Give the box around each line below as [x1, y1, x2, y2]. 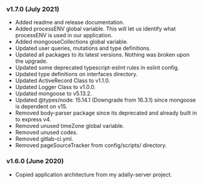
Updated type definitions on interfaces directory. [15, 71, 138, 78]
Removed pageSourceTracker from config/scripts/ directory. [15, 142, 167, 149]
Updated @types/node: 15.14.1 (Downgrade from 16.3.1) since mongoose [15, 96, 196, 104]
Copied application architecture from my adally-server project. [15, 171, 173, 178]
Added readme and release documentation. [15, 19, 125, 26]
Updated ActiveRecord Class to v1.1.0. [15, 77, 110, 84]
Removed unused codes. [15, 129, 78, 136]
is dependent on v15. [15, 103, 68, 110]
